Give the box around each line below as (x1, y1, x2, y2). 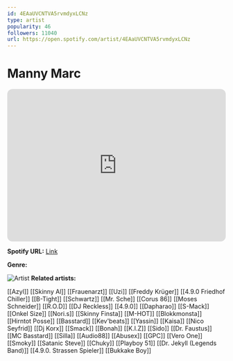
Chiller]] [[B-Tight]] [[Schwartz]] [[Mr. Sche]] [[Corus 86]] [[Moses (7, 295, 198, 303)
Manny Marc (7, 66, 81, 82)
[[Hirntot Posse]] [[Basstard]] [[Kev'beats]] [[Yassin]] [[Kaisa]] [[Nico (7, 317, 205, 326)
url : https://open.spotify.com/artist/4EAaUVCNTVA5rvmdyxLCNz (7, 36, 191, 43)
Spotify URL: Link (7, 247, 58, 256)
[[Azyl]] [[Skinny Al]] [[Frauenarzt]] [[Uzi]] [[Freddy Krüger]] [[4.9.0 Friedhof (7, 288, 225, 296)
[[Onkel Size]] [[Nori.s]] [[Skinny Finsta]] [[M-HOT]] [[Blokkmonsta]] (7, 310, 202, 318)
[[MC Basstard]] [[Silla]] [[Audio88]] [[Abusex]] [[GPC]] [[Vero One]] (7, 332, 203, 340)
